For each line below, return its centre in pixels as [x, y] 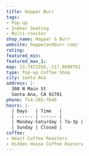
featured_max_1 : [26, 61]
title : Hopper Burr [30, 12]
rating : [16, 50]
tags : [13, 17]
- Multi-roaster [26, 34]
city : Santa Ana [26, 78]
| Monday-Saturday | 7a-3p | [47, 122]
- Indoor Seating [28, 28]
